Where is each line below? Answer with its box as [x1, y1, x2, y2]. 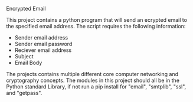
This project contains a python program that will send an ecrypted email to [6, 17, 188, 23]
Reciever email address [14, 47, 72, 54]
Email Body [14, 59, 42, 66]
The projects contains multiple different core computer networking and [6, 71, 179, 77]
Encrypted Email [6, 5, 46, 12]
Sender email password [14, 41, 73, 47]
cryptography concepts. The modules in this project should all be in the [6, 77, 180, 84]
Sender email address [14, 34, 68, 41]
